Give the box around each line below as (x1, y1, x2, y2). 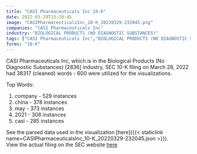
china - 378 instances (14, 98, 67, 105)
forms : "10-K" (6, 42, 41, 47)
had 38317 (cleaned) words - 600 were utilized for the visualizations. (6, 70, 172, 77)
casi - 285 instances (14, 117, 64, 124)
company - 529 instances (14, 92, 77, 100)
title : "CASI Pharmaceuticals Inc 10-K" (6, 8, 107, 15)
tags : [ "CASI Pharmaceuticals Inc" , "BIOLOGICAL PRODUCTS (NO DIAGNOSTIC (6, 36, 188, 42)
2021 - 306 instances (14, 111, 66, 118)
